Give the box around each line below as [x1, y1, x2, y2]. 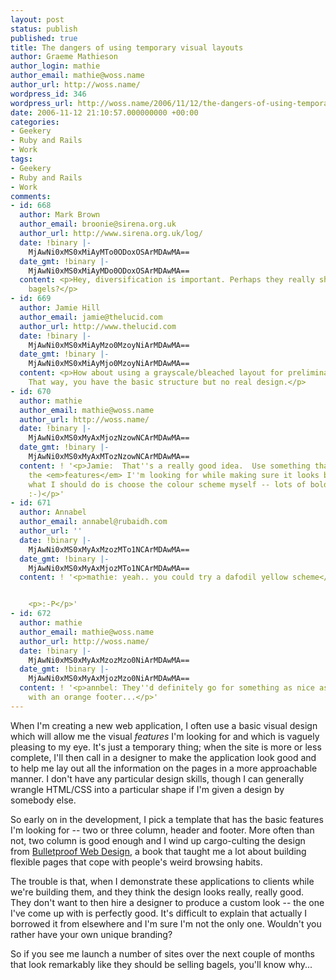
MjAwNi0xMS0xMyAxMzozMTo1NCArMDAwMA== [28, 544, 190, 555]
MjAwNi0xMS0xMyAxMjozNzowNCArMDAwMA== [28, 433, 190, 443]
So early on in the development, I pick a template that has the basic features [10, 813, 324, 825]
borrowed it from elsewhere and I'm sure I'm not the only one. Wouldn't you [10, 917, 322, 930]
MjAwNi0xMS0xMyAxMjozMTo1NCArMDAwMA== [28, 563, 190, 573]
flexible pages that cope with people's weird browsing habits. [10, 856, 263, 868]
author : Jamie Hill [19, 303, 101, 313]
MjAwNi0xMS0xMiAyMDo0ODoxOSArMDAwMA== [28, 266, 190, 276]
